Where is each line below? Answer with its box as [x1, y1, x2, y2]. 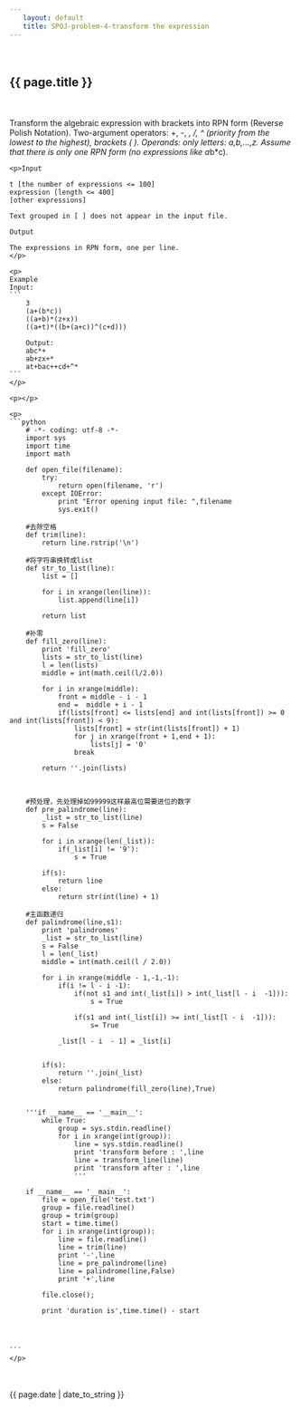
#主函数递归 [25, 910, 64, 920]
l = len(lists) [42, 661, 99, 671]
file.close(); [42, 1290, 95, 1300]
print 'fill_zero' [42, 645, 111, 654]
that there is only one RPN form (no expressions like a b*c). [9, 147, 229, 158]
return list [42, 612, 88, 621]
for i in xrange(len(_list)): [42, 837, 155, 846]
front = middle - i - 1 [57, 692, 147, 702]
